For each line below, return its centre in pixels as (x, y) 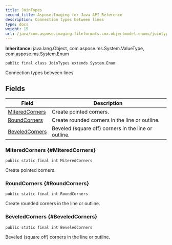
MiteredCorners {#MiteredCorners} (51, 150)
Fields (15, 89)
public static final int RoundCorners (47, 194)
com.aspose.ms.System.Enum (37, 54)
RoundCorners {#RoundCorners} (47, 184)
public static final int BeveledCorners (49, 227)
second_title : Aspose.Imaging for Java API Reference (64, 15)
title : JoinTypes (24, 10)
